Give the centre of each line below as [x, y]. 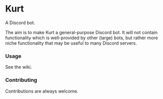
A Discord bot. [20, 23]
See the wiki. [19, 67]
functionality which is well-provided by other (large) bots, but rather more [82, 38]
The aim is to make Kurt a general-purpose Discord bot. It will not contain [82, 32]
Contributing [21, 80]
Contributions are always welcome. [42, 91]
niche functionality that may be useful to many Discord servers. [71, 43]
